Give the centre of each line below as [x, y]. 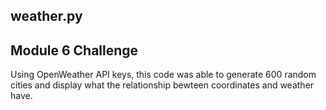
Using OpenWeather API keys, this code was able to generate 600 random [163, 75]
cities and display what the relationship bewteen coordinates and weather [162, 85]
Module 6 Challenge [74, 50]
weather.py [46, 16]
